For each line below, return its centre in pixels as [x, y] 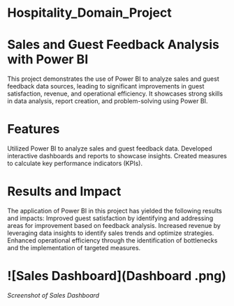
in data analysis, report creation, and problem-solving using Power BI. [108, 101]
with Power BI [48, 60]
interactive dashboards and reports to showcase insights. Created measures [117, 156]
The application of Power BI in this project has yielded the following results [115, 211]
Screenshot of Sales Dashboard [53, 295]
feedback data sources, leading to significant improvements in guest [106, 86]
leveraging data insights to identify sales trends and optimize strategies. [111, 233]
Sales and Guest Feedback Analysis [114, 45]
